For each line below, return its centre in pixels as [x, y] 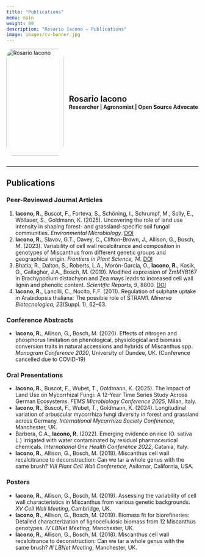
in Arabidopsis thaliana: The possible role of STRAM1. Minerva [93, 297]
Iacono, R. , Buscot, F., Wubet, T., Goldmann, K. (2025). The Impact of [103, 388]
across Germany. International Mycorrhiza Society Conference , [95, 421]
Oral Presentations [34, 375]
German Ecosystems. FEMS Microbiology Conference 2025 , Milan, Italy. [106, 401]
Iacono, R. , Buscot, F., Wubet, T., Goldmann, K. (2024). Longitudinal [101, 408]
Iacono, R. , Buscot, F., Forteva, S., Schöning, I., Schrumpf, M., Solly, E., [104, 213]
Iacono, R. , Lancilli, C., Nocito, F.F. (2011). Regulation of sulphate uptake [106, 291]
